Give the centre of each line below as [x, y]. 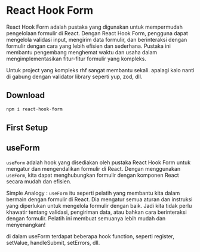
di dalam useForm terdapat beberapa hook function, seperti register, [90, 236]
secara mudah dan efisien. [39, 181]
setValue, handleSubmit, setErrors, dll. [53, 242]
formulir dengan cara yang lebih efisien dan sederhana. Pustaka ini [89, 46]
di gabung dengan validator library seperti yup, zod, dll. [74, 76]
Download [25, 95]
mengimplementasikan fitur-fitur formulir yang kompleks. [76, 59]
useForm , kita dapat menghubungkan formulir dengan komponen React [93, 175]
